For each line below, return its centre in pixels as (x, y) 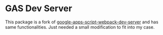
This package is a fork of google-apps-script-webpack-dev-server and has (82, 22)
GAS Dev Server (39, 9)
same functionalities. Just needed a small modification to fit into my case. (80, 27)
